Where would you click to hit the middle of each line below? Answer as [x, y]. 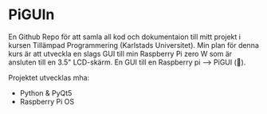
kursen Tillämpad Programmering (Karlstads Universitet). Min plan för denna [133, 45]
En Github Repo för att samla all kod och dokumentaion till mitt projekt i [125, 37]
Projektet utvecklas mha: [49, 77]
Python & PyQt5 [46, 92]
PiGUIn [31, 15]
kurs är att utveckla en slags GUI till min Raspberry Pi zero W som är [120, 53]
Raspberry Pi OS [47, 101]
